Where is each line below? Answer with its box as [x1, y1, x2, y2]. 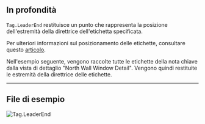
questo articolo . [6, 46, 46, 53]
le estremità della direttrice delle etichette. [6, 70, 112, 78]
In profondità [6, 5, 57, 15]
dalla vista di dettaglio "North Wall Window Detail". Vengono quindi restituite [6, 64, 198, 71]
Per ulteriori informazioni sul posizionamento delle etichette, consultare [6, 39, 186, 46]
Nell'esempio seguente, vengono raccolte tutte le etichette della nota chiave [6, 57, 198, 65]
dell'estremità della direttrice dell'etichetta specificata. [6, 27, 143, 35]
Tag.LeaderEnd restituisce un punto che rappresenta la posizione [6, 21, 168, 28]
